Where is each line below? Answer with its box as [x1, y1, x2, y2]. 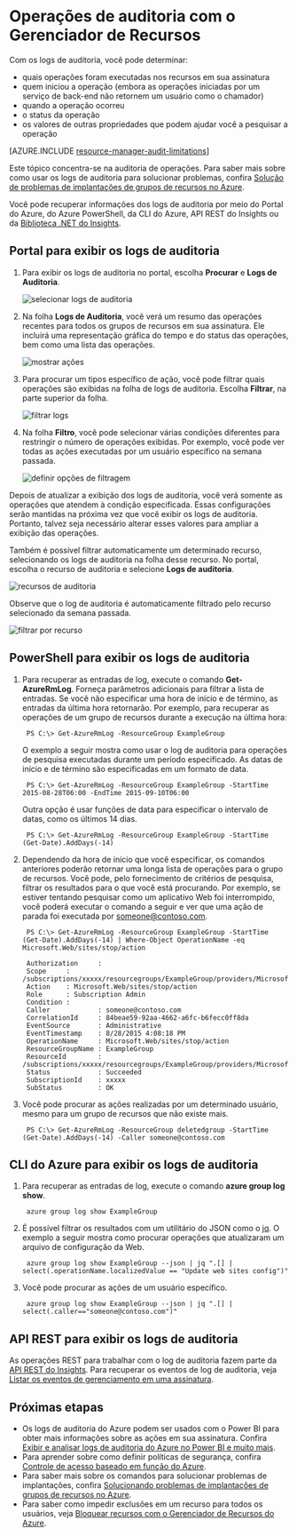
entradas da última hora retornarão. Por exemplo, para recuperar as [21, 702, 270, 712]
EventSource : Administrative [26, 1021, 162, 1030]
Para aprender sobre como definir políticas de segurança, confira [21, 1452, 262, 1462]
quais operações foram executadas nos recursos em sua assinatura [21, 71, 270, 82]
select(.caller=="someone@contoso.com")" [21, 1308, 177, 1317]
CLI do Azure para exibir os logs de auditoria [9, 1157, 259, 1172]
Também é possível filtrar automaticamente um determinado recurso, [9, 545, 262, 555]
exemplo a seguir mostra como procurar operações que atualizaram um [21, 1232, 285, 1243]
